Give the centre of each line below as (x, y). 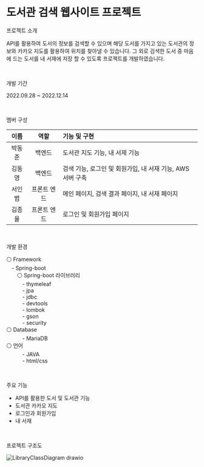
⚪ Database (22, 330)
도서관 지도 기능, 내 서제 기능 (101, 153)
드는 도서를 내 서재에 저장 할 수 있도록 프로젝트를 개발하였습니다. (89, 58)
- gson (31, 316)
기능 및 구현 (78, 136)
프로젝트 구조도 (24, 445)
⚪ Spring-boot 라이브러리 (49, 275)
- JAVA (31, 354)
